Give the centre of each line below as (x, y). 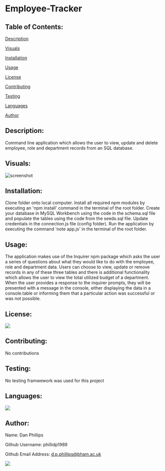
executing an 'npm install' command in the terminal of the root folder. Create (82, 208)
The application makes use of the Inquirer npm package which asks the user (83, 257)
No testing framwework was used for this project (55, 381)
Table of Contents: (34, 27)
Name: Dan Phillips (24, 435)
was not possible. (23, 299)
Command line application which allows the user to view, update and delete (82, 143)
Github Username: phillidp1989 (36, 445)
